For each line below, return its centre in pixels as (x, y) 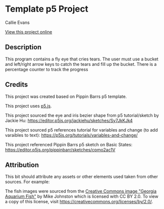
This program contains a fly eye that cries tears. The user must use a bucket (82, 59)
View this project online (29, 32)
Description (23, 47)
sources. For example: (27, 182)
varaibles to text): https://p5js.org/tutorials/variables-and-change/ (72, 135)
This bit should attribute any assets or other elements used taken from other (82, 177)
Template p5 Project (47, 9)
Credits (17, 85)
